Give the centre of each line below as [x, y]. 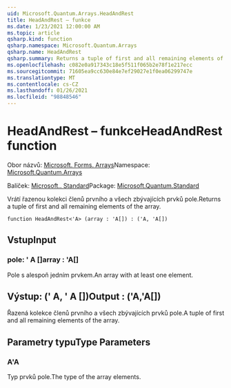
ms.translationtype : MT [41, 78]
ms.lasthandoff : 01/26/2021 [48, 90]
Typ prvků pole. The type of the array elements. [74, 377]
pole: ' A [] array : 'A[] [43, 260]
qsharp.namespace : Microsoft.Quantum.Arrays [72, 46]
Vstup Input [32, 240]
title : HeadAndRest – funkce [49, 20]
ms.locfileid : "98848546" [44, 97]
